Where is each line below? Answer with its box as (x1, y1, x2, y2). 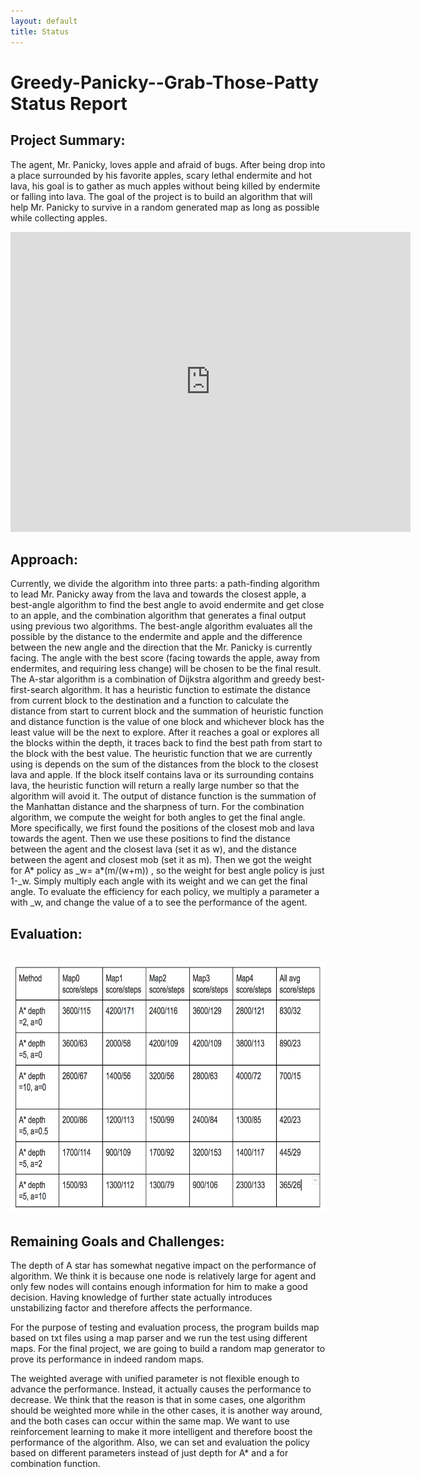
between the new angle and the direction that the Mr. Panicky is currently (10, 641, 313, 654)
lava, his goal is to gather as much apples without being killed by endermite (10, 180, 321, 192)
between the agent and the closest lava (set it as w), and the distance (10, 843, 297, 855)
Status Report (10, 92, 128, 115)
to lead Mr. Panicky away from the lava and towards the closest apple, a (10, 588, 307, 600)
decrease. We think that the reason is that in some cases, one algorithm (10, 1393, 306, 1405)
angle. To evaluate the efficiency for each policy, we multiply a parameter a (10, 886, 320, 898)
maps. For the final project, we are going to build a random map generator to (10, 1342, 326, 1354)
